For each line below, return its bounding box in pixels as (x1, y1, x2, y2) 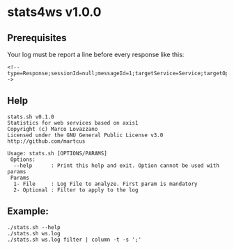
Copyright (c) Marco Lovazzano (7, 125, 98, 132)
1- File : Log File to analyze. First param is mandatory (13, 180, 198, 187)
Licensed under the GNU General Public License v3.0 (7, 132, 164, 139)
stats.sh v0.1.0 (7, 113, 54, 120)
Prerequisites (7, 32, 67, 44)
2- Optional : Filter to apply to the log (13, 186, 139, 194)
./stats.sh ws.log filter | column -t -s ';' (7, 236, 141, 243)
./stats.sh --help (7, 224, 61, 231)
